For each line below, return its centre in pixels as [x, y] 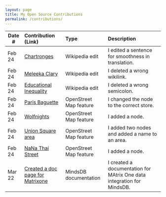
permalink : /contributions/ [34, 19]
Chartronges [39, 57]
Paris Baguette [41, 102]
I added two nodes [130, 128]
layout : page [19, 10]
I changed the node [130, 99]
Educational [38, 85]
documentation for [129, 169]
